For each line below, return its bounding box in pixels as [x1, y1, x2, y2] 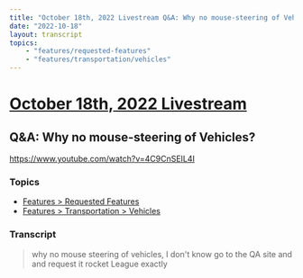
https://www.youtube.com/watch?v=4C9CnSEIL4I [9, 154, 196, 164]
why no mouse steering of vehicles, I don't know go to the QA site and [31, 248, 293, 259]
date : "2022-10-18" [9, 22, 83, 31]
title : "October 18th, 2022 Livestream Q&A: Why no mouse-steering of [9, 13, 280, 22]
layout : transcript [9, 30, 83, 39]
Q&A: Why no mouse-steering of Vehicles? [9, 130, 256, 145]
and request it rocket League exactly [31, 258, 169, 269]
